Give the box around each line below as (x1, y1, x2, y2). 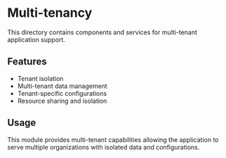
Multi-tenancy (7, 5, 93, 21)
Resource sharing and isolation (17, 96, 107, 105)
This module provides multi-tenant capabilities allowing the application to (7, 135, 219, 144)
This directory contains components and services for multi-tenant (7, 28, 198, 36)
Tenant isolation (17, 74, 64, 82)
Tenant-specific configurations (17, 89, 107, 97)
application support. (7, 35, 65, 43)
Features (7, 56, 47, 68)
